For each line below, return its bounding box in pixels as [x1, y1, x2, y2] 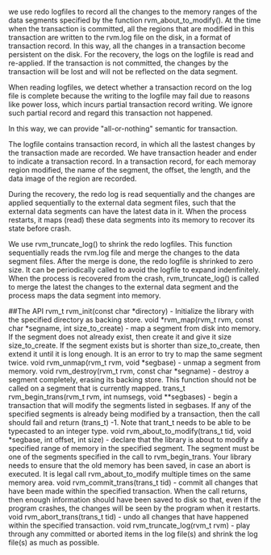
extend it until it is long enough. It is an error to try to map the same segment [8, 349, 263, 358]
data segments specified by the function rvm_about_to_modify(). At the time [8, 15, 261, 25]
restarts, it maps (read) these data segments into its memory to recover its [8, 215, 256, 224]
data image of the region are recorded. [8, 173, 137, 183]
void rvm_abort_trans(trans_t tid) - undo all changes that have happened [8, 512, 248, 521]
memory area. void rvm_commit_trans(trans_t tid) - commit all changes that [8, 478, 258, 487]
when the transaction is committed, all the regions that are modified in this [8, 24, 255, 33]
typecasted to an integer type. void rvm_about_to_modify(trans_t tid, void [8, 427, 252, 436]
